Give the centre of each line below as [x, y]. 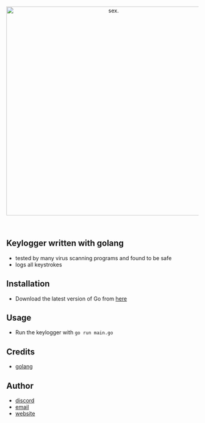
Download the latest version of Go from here [71, 298]
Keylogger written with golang [65, 243]
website [25, 414]
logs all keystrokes [38, 264]
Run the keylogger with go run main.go [64, 332]
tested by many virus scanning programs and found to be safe [93, 258]
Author [20, 386]
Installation [28, 284]
